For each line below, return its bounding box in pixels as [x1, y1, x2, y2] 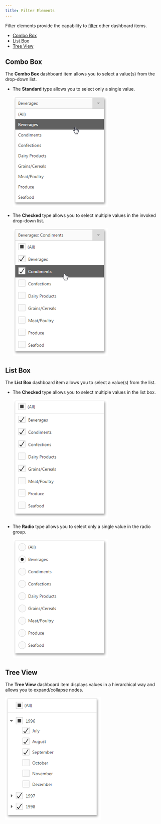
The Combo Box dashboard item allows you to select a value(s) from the [5, 71, 155, 77]
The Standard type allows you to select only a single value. [12, 86, 135, 92]
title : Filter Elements [5, 8, 55, 13]
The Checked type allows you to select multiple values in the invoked [12, 212, 156, 218]
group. [12, 529, 27, 535]
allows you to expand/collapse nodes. [5, 687, 84, 693]
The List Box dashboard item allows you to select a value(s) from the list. [5, 380, 156, 386]
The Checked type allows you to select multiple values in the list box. [12, 389, 156, 395]
